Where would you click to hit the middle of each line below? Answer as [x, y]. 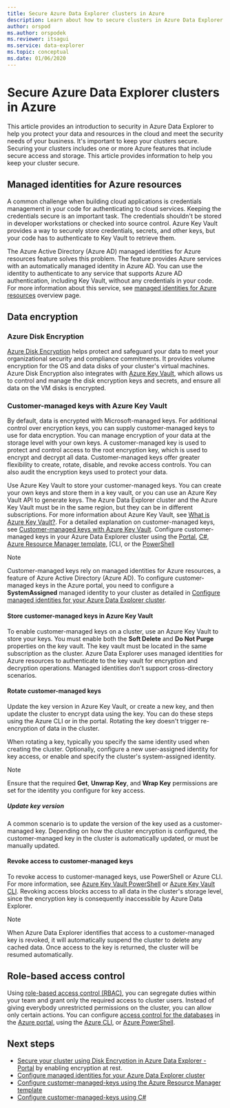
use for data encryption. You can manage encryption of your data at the [109, 436]
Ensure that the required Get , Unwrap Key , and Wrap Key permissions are [113, 783]
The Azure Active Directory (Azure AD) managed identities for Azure [104, 251]
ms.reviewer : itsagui [38, 39]
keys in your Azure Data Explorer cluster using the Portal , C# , [122, 537]
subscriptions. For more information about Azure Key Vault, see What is [108, 515]
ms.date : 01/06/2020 [37, 59]
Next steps [31, 1044]
